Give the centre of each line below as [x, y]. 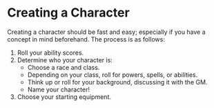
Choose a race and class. [64, 67]
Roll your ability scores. [50, 53]
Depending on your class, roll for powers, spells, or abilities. [113, 75]
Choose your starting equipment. [64, 97]
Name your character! [59, 89]
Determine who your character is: [65, 60]
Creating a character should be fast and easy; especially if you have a [106, 32]
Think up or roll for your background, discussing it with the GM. [117, 82]
